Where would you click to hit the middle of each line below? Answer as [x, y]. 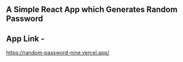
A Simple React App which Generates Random [92, 10]
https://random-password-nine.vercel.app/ [58, 53]
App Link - [25, 38]
